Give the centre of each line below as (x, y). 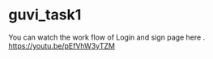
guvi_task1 (45, 15)
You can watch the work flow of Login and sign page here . (107, 37)
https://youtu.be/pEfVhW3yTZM (62, 45)
